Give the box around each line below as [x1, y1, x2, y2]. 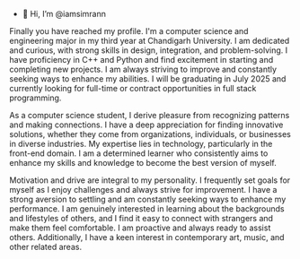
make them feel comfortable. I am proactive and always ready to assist [9, 222, 271, 233]
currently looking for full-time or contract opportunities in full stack [9, 83, 257, 93]
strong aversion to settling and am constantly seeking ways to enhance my [9, 194, 287, 204]
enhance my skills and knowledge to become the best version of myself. [9, 158, 277, 168]
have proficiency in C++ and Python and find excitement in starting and [9, 55, 274, 65]
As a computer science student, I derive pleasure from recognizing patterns [9, 110, 290, 120]
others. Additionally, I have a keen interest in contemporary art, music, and [9, 232, 285, 242]
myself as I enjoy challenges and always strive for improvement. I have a [9, 185, 278, 194]
